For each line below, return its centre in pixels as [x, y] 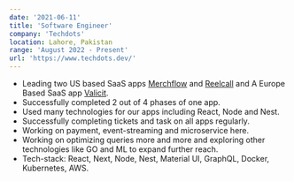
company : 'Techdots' [47, 34]
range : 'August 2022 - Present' [69, 50]
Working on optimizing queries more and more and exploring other [143, 140]
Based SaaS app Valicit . [65, 93]
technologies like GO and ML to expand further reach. [120, 149]
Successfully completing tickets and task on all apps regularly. [136, 121]
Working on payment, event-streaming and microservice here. [135, 130]
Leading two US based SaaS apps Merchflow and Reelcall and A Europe [154, 83]
